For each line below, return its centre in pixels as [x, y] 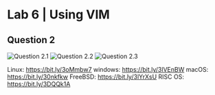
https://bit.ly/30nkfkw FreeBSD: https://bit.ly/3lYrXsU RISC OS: [95, 77]
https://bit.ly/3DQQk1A [39, 84]
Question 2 [31, 40]
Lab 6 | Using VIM [58, 15]
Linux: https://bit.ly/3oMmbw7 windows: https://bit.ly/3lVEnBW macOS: [108, 69]
